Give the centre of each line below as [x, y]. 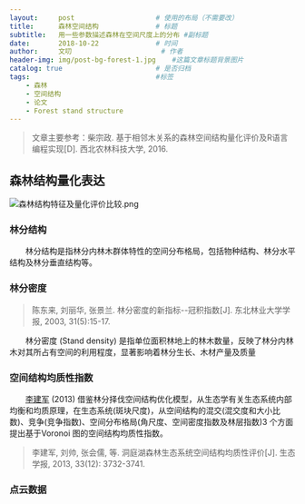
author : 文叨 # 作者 [96, 52]
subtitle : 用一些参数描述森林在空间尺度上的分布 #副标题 [109, 35]
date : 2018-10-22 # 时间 [93, 43]
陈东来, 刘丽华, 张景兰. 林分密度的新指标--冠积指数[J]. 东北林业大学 [157, 310]
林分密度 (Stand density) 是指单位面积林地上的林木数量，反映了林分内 [155, 341]
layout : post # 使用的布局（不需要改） [124, 18]
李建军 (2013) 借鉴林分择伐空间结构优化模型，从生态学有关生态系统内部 [159, 399]
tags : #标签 [92, 77]
